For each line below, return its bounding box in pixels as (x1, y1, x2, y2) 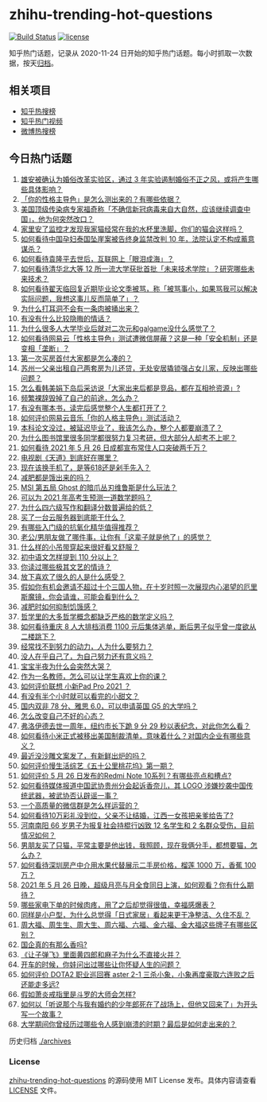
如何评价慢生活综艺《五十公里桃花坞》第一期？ (20, 761, 174, 770)
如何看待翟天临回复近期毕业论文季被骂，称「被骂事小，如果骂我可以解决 (20, 284, 257, 293)
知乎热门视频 (20, 116, 63, 126)
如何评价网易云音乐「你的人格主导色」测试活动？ (20, 413, 181, 422)
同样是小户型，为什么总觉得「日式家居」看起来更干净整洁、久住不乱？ (20, 910, 251, 919)
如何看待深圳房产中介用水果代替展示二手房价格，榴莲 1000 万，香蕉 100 (20, 860, 257, 870)
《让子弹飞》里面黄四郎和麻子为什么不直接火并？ (20, 949, 181, 959)
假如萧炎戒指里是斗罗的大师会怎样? (20, 989, 136, 999)
